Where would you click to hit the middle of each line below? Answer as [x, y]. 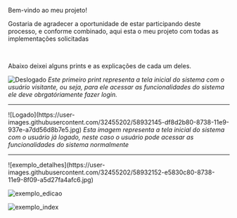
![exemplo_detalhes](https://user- [57, 165]
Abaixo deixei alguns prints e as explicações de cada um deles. [100, 66]
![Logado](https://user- [41, 115]
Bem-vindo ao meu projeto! [47, 10]
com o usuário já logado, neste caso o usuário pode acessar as [101, 137]
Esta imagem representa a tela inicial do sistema [154, 130]
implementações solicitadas [49, 39]
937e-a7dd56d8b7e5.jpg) [45, 130]
